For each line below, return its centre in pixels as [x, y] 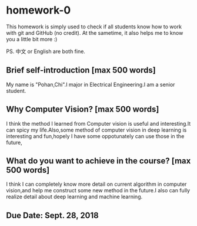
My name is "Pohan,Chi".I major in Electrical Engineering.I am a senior [91, 84]
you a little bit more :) [32, 39]
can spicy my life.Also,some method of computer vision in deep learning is [96, 130]
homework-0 [39, 10]
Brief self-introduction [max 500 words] [81, 71]
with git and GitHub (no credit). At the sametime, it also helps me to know [95, 32]
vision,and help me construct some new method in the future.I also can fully [98, 191]
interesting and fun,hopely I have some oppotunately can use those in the [95, 136]
